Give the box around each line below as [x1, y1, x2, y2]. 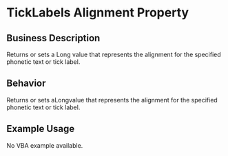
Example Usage [6, 123, 75, 135]
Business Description [6, 32, 101, 44]
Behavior [6, 78, 46, 89]
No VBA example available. [6, 141, 83, 149]
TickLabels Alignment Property [6, 5, 189, 21]
